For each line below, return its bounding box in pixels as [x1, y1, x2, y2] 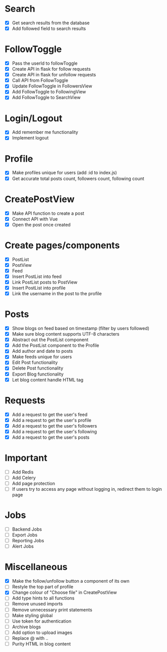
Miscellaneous [5, 562, 68, 573]
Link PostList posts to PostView [12, 279, 78, 285]
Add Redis [12, 469, 34, 475]
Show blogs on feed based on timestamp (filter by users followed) [12, 325, 150, 331]
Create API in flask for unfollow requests [12, 72, 96, 78]
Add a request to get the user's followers [12, 423, 97, 429]
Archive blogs [12, 624, 41, 630]
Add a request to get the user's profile [12, 417, 92, 423]
